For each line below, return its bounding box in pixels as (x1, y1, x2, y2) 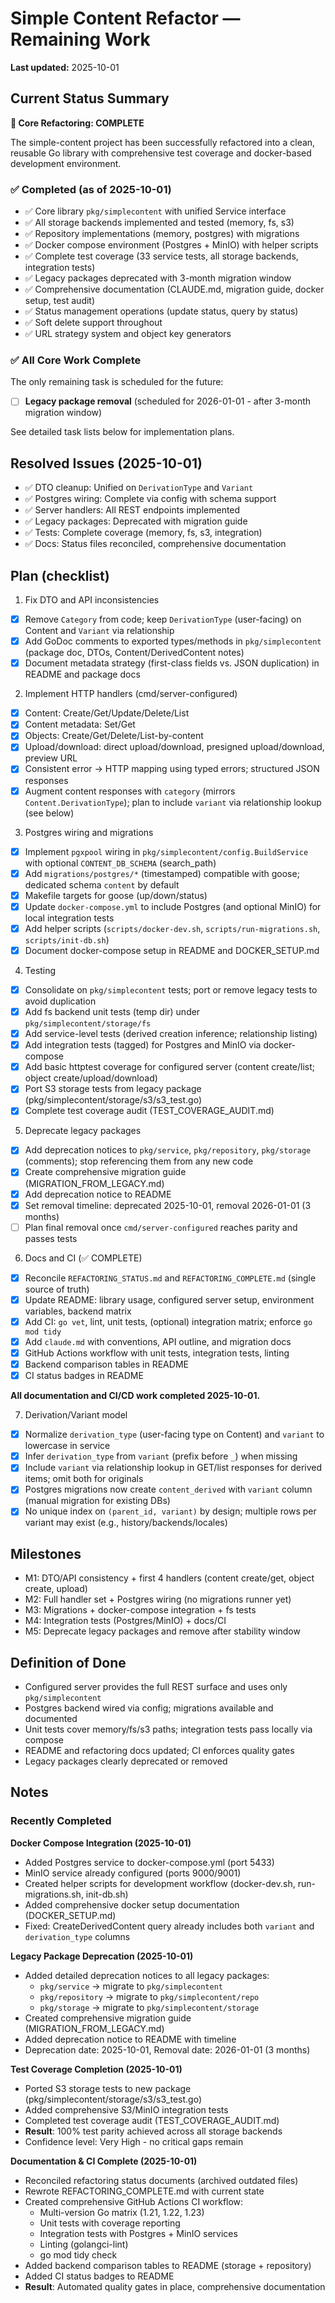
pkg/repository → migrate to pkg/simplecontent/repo (39, 1990, 260, 2002)
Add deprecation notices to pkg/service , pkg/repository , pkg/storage (24, 1144, 312, 1156)
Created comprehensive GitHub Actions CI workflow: (24, 2195, 244, 2207)
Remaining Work (10, 28, 151, 51)
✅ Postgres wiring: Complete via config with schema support (24, 493, 277, 505)
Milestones (10, 1545, 82, 1562)
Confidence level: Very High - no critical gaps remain (24, 2135, 244, 2147)
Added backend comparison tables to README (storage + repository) (24, 2259, 312, 2271)
